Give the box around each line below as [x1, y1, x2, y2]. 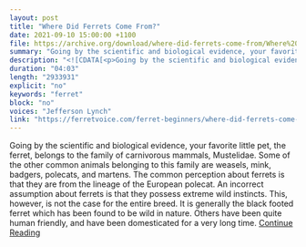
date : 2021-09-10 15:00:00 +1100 [9, 30, 137, 39]
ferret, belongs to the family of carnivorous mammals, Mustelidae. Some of [9, 149, 291, 160]
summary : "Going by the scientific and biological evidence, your [9, 47, 267, 57]
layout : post [9, 13, 59, 23]
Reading [9, 227, 41, 238]
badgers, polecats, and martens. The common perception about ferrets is [9, 170, 285, 180]
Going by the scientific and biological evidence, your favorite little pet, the [9, 140, 287, 151]
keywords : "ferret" [9, 89, 84, 98]
